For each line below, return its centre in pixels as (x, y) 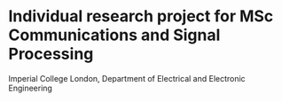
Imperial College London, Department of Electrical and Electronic (127, 78)
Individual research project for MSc (141, 16)
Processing (51, 54)
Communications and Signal (114, 35)
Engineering (30, 88)
